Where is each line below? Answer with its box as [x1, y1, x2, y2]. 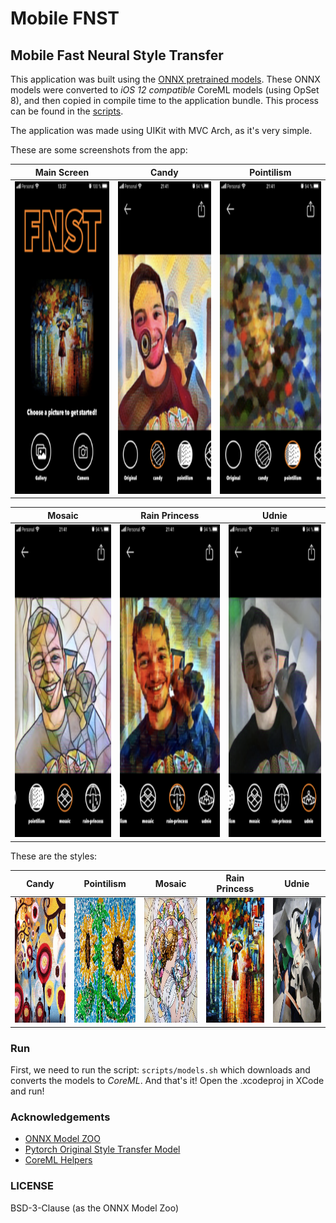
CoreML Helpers [24, 1154, 93, 1166]
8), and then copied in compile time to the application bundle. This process [10, 95, 319, 106]
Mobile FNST [10, 7, 120, 30]
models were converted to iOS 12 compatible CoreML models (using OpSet [10, 84, 320, 96]
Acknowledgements [10, 1110, 111, 1124]
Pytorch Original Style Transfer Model [24, 1143, 181, 1156]
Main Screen [34, 166, 90, 178]
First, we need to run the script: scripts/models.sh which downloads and [10, 1064, 311, 1076]
